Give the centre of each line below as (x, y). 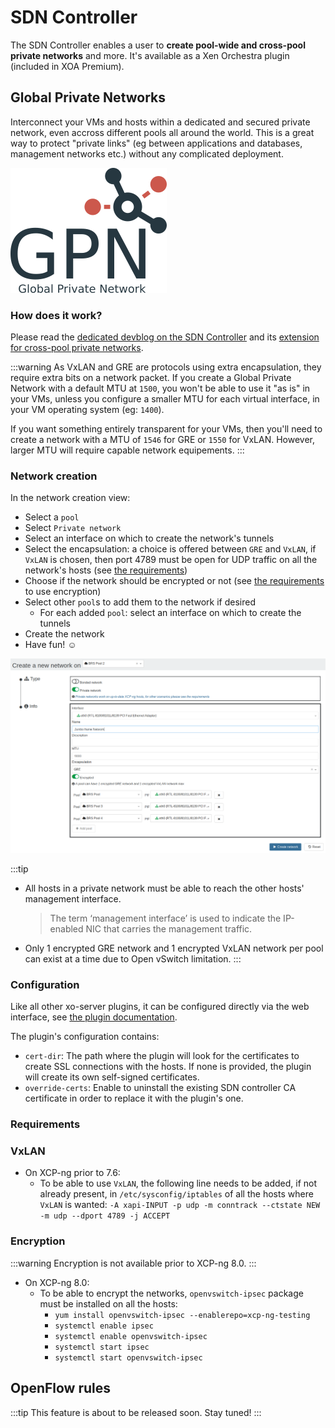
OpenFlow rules (61, 1388)
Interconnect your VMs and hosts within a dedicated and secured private (160, 122)
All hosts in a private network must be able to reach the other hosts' (164, 888)
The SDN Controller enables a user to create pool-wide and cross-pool (158, 45)
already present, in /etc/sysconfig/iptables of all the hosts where (176, 1194)
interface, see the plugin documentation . (94, 1017)
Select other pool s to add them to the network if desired (140, 602)
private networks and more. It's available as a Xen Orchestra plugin (150, 55)
